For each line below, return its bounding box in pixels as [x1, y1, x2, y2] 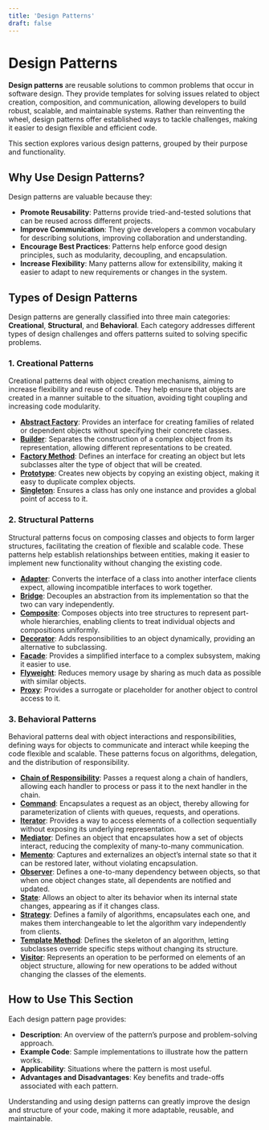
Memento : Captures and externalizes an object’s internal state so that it [19, 849, 257, 859]
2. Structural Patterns [8, 514, 95, 525]
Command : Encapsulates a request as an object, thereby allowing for [19, 798, 250, 808]
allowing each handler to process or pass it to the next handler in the [19, 781, 247, 791]
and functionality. [8, 147, 66, 157]
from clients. [19, 927, 62, 936]
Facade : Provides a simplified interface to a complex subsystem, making [19, 651, 261, 660]
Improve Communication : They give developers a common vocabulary [19, 224, 256, 234]
